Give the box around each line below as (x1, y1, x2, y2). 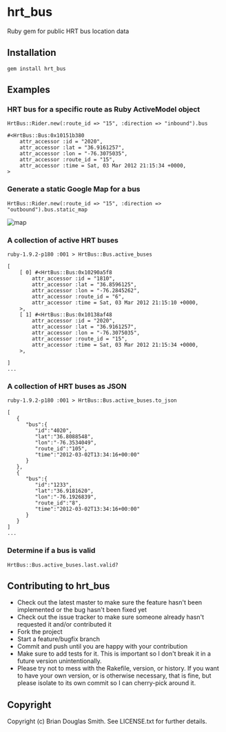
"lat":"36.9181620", (34, 487, 94, 495)
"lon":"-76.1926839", (34, 494, 97, 500)
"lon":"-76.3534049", (34, 439, 97, 447)
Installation (7, 47, 56, 59)
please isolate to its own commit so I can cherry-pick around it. (17, 679, 196, 687)
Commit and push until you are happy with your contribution (17, 642, 188, 651)
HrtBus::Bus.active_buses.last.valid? (7, 561, 119, 569)
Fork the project (17, 628, 63, 636)
